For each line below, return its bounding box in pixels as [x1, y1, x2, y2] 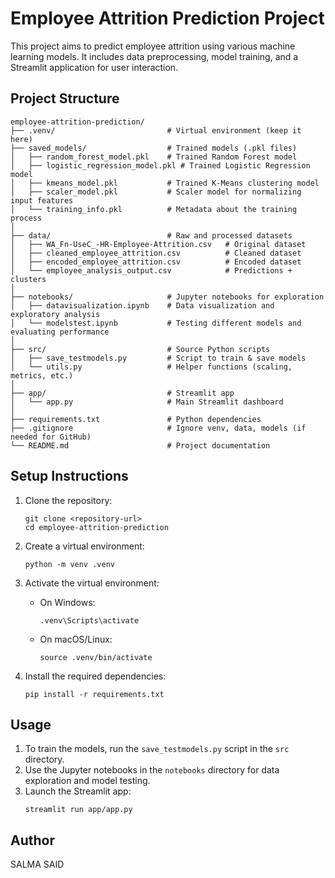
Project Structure [10, 90, 120, 107]
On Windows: [39, 596, 96, 608]
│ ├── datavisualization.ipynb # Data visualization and [10, 300, 275, 311]
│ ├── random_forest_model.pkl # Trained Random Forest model [10, 152, 298, 162]
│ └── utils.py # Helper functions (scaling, [10, 362, 293, 372]
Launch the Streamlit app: [24, 785, 132, 797]
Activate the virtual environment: [24, 577, 160, 589]
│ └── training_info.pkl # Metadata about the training [10, 204, 298, 214]
